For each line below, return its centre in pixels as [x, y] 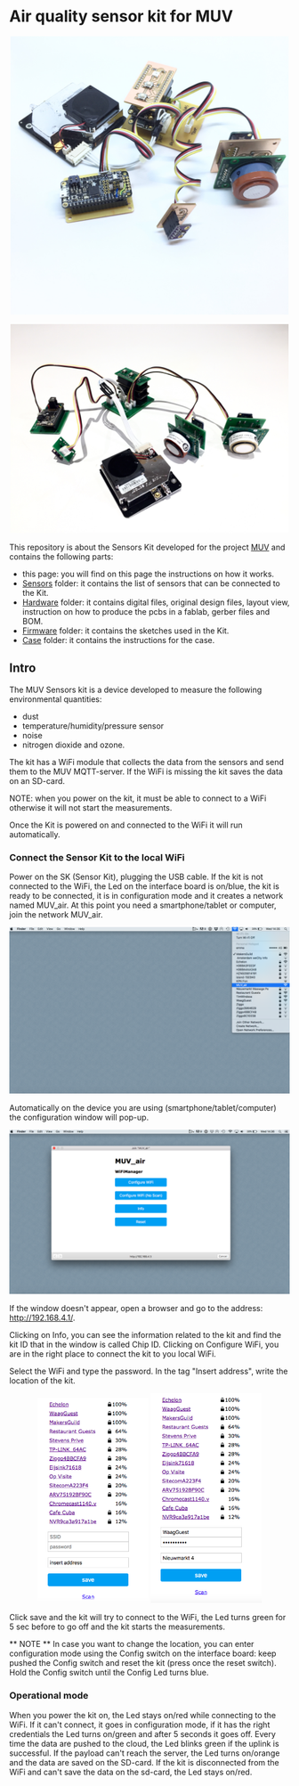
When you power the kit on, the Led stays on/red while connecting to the [143, 1715]
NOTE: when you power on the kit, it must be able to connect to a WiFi [138, 798]
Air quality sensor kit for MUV [121, 16]
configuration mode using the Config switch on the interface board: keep [143, 1653]
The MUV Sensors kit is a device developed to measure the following [136, 689]
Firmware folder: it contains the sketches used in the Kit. [125, 631]
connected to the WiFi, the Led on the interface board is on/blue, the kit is [145, 886]
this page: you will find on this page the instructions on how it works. [148, 574]
